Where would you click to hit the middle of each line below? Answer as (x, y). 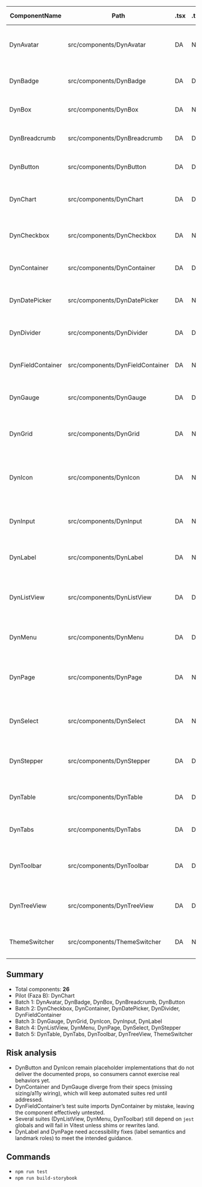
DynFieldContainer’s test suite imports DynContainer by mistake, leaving (104, 1106)
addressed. (29, 1100)
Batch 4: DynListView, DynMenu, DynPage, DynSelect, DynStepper (98, 1027)
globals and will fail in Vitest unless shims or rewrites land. (87, 1125)
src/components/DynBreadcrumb (115, 138)
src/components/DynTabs (105, 830)
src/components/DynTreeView (111, 906)
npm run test (31, 1172)
